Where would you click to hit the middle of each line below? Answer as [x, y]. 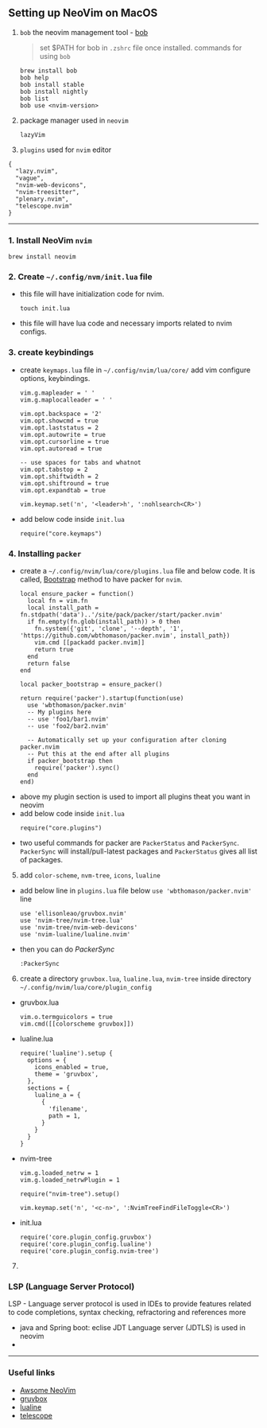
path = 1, [65, 1116]
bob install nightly [54, 91]
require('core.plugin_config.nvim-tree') [89, 1251]
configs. [33, 332]
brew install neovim [43, 257]
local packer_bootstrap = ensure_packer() [91, 684]
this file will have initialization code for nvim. [92, 294]
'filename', [68, 1109]
